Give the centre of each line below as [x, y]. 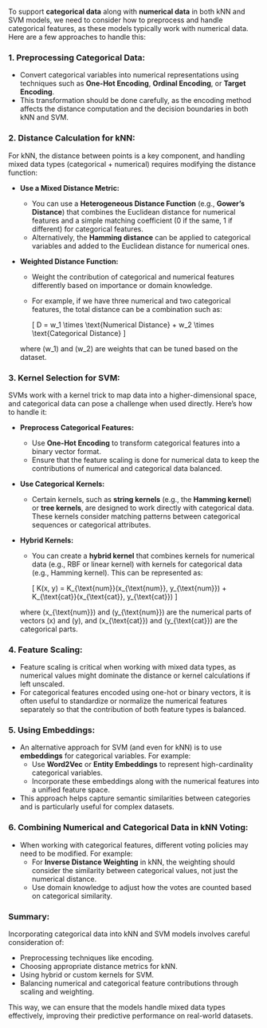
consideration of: [36, 943]
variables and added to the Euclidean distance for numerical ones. [140, 246]
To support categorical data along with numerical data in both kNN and [127, 12]
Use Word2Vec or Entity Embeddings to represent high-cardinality [142, 765]
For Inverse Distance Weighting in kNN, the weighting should [133, 862]
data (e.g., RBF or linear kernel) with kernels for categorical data [137, 564]
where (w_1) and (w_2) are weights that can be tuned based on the [129, 348]
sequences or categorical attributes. [91, 524]
